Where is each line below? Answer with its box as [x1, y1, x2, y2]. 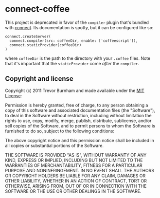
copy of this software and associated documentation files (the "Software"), [5, 107, 156, 113]
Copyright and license [5, 74, 74, 83]
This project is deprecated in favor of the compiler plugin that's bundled [5, 19, 149, 25]
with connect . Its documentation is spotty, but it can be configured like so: [5, 24, 154, 30]
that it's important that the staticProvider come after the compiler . [5, 60, 140, 66]
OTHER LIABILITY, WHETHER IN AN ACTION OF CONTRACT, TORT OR [5, 178, 147, 183]
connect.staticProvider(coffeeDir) [9, 42, 82, 47]
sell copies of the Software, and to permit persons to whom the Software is [5, 123, 156, 128]
